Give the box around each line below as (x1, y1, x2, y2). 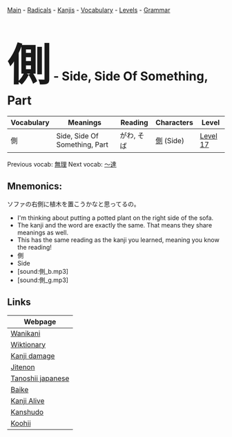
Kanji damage (10, 351, 55, 360)
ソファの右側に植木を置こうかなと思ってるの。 (7, 200, 140, 208)
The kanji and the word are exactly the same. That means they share (17, 221, 213, 229)
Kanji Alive (10, 396, 45, 405)
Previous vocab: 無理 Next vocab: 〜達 (7, 160, 117, 168)
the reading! (17, 243, 52, 251)
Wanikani (10, 328, 41, 338)
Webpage (23, 317, 57, 326)
